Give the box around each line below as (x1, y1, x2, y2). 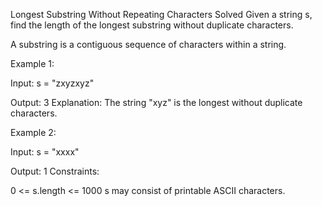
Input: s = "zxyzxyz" (10, 77, 95, 89)
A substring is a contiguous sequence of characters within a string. (10, 39, 287, 50)
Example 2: (10, 127, 57, 138)
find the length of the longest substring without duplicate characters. (10, 19, 294, 31)
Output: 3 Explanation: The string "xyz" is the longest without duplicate (10, 97, 303, 108)
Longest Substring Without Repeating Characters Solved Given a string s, (10, 9, 313, 20)
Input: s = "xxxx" (10, 146, 80, 158)
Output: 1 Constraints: (10, 165, 100, 177)
